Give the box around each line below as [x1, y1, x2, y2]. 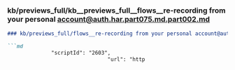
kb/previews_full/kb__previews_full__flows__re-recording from [7, 6, 226, 15]
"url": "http [107, 55, 145, 63]
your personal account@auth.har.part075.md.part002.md [7, 14, 211, 24]
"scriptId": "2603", [51, 50, 111, 57]
